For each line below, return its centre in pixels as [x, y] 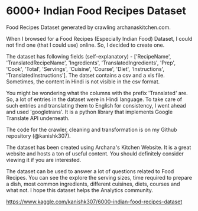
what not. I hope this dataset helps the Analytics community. [80, 190]
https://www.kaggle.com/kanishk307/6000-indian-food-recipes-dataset [94, 202]
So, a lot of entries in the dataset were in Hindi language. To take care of [94, 99]
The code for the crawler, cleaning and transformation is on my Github [92, 129]
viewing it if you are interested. [44, 160]
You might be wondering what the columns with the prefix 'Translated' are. [97, 93]
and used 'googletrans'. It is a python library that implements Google [90, 112]
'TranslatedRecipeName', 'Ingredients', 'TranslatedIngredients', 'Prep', [91, 63]
